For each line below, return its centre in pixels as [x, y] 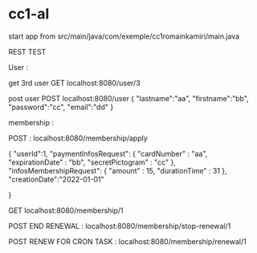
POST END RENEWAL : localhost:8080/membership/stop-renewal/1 [120, 226]
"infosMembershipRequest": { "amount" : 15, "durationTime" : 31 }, [118, 170]
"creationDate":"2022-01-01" [56, 179]
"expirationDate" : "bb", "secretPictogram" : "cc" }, [92, 162]
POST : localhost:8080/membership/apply [78, 138]
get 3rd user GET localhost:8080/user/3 [74, 83]
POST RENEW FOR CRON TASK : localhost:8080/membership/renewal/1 [127, 241]
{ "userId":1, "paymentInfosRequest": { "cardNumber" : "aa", [108, 153]
